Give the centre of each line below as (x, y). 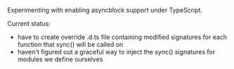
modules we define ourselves (60, 59)
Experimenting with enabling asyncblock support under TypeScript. (105, 10)
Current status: (29, 23)
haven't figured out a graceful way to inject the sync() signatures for (116, 52)
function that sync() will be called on (70, 44)
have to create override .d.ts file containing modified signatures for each (122, 37)
